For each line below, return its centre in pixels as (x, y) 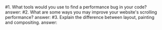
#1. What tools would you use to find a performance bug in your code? (76, 7)
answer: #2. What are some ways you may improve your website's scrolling (81, 12)
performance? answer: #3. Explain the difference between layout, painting (80, 17)
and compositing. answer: (31, 22)
